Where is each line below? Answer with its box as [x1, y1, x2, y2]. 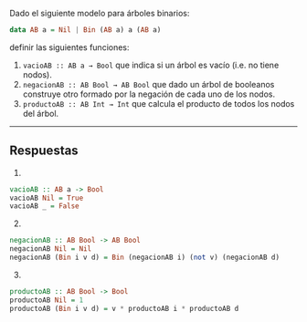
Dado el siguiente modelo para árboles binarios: [9, 8, 190, 18]
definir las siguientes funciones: [9, 41, 130, 53]
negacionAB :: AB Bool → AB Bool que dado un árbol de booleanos [22, 78, 275, 89]
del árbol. [22, 108, 59, 119]
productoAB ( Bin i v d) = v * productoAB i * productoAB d [9, 304, 239, 313]
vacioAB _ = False [9, 202, 79, 211]
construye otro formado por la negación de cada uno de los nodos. [22, 88, 276, 99]
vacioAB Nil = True [9, 193, 84, 203]
